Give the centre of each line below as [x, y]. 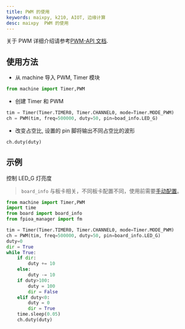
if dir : [27, 258]
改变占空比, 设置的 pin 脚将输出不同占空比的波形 [75, 130]
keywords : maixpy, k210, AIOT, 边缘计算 [56, 18]
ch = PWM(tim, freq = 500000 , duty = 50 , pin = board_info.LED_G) [84, 235]
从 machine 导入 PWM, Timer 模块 [57, 78]
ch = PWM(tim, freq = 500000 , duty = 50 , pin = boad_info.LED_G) [82, 118]
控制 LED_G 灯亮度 [29, 178]
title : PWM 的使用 [28, 12]
